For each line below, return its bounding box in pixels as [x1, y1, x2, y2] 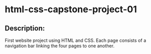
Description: [5, 24, 45, 33]
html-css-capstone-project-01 [5, 4, 137, 15]
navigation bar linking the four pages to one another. [5, 43, 115, 49]
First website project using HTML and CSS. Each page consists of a [5, 37, 146, 43]
